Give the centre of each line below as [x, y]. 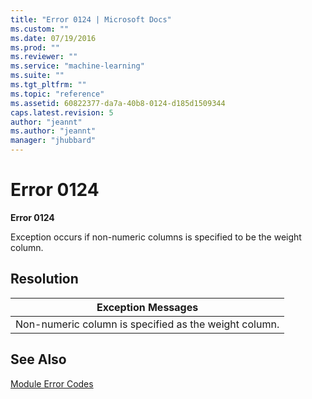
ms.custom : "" [40, 29]
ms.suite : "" [37, 76]
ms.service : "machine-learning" [77, 66]
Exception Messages [147, 307]
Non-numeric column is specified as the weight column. [147, 324]
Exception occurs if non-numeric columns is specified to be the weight [156, 237]
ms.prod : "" [35, 47]
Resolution [44, 279]
